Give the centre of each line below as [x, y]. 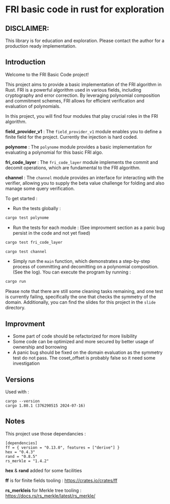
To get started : [21, 198]
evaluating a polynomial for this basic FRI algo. [54, 152]
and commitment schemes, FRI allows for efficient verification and [75, 100]
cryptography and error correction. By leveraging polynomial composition [83, 95]
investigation [26, 363]
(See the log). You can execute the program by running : [72, 272]
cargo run [16, 282]
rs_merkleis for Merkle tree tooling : [43, 490]
